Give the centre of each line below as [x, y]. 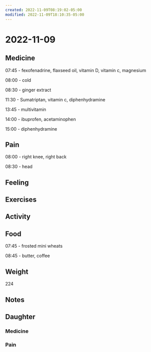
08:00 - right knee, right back [36, 157]
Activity [18, 217]
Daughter [20, 316]
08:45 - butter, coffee [28, 256]
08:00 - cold [18, 80]
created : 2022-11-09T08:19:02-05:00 [44, 10]
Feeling [17, 182]
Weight [17, 272]
